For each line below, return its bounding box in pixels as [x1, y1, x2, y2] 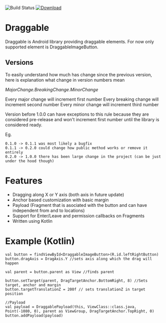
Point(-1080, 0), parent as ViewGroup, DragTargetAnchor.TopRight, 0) [5, 309, 155, 314]
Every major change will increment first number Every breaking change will [5, 96, 159, 102]
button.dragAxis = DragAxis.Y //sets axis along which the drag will [5, 256, 153, 261]
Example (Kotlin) [5, 235, 75, 247]
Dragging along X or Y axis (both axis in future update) [12, 191, 124, 197]
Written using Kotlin [12, 218, 53, 224]
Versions [5, 58, 34, 67]
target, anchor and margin [5, 282, 61, 288]
